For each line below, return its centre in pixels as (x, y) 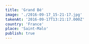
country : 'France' (25, 24)
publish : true (20, 33)
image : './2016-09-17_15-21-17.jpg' (44, 15)
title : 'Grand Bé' (25, 10)
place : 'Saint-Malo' (27, 29)
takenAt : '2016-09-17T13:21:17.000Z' (45, 19)
